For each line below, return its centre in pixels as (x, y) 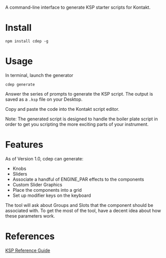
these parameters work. (30, 216)
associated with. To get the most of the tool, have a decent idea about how (83, 210)
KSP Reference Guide (28, 250)
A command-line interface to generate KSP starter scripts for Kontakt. (78, 7)
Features (24, 145)
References (30, 236)
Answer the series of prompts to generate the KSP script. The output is (79, 94)
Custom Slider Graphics (37, 185)
